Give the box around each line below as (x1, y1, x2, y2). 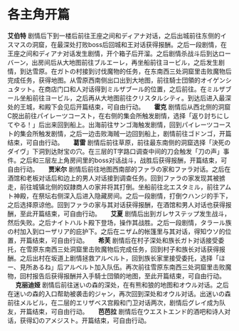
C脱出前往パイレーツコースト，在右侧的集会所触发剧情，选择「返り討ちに (7, 111, 223, 120)
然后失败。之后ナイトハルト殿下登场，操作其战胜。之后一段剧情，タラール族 (7, 218, 232, 226)
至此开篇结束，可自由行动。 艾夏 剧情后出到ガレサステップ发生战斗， (19, 209, 231, 218)
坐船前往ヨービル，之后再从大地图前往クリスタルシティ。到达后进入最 (19, 93, 225, 102)
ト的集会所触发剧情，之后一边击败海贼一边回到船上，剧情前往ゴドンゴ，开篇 (7, 129, 232, 137)
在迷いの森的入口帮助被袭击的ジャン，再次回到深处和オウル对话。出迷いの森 (7, 289, 231, 298)
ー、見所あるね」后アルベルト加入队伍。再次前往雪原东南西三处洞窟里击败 (7, 263, 225, 271)
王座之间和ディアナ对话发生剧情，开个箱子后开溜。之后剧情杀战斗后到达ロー (7, 49, 231, 58)
